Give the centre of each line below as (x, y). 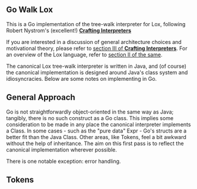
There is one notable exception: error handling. (63, 161)
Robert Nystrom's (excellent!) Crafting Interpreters (69, 30)
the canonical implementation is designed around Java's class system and (97, 72)
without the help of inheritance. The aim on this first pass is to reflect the (95, 143)
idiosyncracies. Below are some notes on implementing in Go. (82, 78)
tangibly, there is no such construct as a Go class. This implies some (90, 118)
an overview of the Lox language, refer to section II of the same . (84, 54)
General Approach (41, 97)
